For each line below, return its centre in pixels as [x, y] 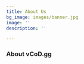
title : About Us [26, 12]
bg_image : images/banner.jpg [42, 17]
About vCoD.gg [29, 54]
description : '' [26, 28]
